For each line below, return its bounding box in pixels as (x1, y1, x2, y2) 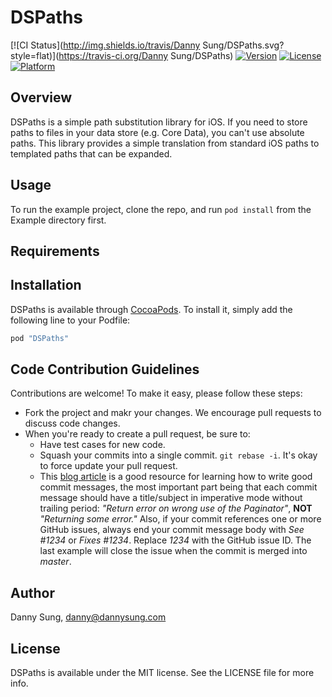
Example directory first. (10, 214, 107, 226)
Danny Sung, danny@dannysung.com (10, 611, 167, 623)
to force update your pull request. (39, 460, 178, 472)
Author (10, 584, 55, 601)
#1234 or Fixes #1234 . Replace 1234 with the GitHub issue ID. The (39, 534, 312, 546)
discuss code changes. (24, 417, 121, 430)
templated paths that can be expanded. (10, 147, 173, 160)
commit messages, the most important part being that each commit (39, 481, 318, 493)
